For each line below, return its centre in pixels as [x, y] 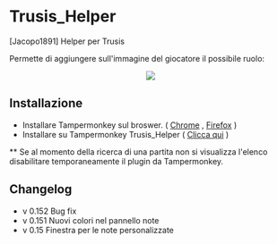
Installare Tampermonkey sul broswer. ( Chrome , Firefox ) [130, 125]
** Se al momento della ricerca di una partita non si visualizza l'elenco [138, 151]
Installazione [46, 103]
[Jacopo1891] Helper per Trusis [67, 41]
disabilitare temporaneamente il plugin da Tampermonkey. [117, 161]
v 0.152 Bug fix [49, 211]
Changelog [41, 189]
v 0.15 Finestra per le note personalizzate [98, 230]
